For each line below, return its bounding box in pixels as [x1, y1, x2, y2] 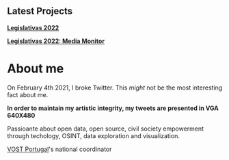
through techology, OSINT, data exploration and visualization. [7, 131, 180, 139]
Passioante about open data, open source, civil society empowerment [7, 124, 204, 133]
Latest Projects [7, 5, 73, 17]
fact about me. [7, 90, 49, 98]
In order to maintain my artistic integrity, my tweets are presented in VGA [7, 104, 219, 112]
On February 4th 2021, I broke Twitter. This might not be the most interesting [7, 83, 223, 92]
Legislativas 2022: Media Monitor [7, 37, 105, 45]
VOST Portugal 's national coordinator [7, 145, 112, 153]
